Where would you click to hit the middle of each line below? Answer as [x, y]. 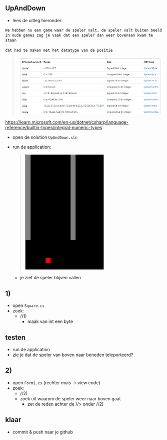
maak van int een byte [50, 321]
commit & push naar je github [43, 432]
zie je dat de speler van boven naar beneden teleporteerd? [73, 355]
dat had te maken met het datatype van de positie [59, 50]
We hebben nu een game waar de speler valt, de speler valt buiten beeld [84, 30]
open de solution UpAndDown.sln [45, 137]
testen [15, 337]
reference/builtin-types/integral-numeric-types [54, 128]
